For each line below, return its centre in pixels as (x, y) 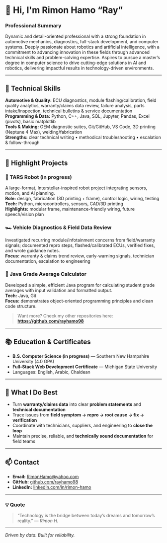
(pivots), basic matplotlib (31, 122)
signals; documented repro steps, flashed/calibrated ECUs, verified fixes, (80, 245)
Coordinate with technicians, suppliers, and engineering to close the (83, 426)
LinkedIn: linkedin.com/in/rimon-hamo (52, 487)
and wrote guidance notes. (33, 251)
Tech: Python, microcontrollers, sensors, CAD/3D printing (64, 204)
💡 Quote (15, 505)
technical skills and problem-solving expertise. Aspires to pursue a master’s (83, 58)
